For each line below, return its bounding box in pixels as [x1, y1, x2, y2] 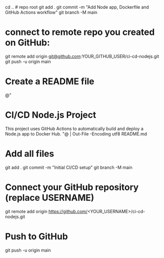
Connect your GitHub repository [5, 182, 139, 193]
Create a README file [5, 76, 95, 87]
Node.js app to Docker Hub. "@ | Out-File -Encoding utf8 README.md [5, 130, 147, 137]
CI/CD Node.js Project [5, 109, 97, 121]
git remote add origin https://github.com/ [5, 208, 88, 214]
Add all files [5, 148, 55, 159]
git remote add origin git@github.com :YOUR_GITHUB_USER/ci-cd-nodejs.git [5, 53, 160, 59]
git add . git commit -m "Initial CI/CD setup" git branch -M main [5, 164, 133, 170]
